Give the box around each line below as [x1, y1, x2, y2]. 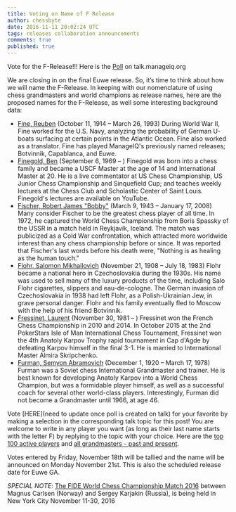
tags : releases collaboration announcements [7, 30, 140, 37]
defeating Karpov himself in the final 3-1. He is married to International [17, 344, 221, 352]
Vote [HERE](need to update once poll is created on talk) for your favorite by [7, 409, 228, 418]
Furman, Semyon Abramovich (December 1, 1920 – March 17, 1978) [17, 359, 211, 366]
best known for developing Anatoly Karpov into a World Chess [17, 373, 198, 382]
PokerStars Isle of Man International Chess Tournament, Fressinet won [17, 328, 222, 337]
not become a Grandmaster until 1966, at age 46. [17, 396, 159, 404]
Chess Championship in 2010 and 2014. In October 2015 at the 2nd [17, 321, 211, 329]
